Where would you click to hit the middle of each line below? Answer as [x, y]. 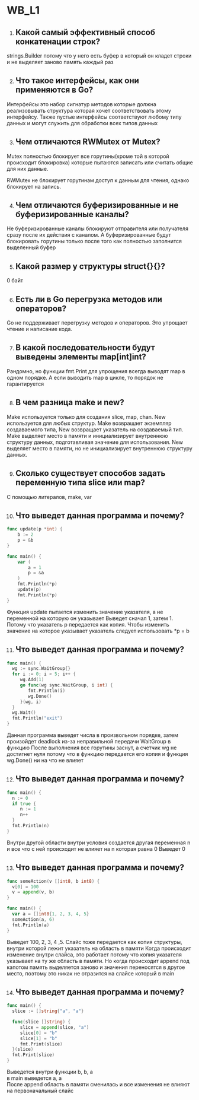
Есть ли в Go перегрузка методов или [89, 299]
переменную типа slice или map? [80, 483]
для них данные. [28, 169]
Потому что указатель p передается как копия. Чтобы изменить [88, 624]
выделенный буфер [31, 247]
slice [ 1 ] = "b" [39, 1038]
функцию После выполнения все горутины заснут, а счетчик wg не [92, 748]
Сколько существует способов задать [90, 473]
